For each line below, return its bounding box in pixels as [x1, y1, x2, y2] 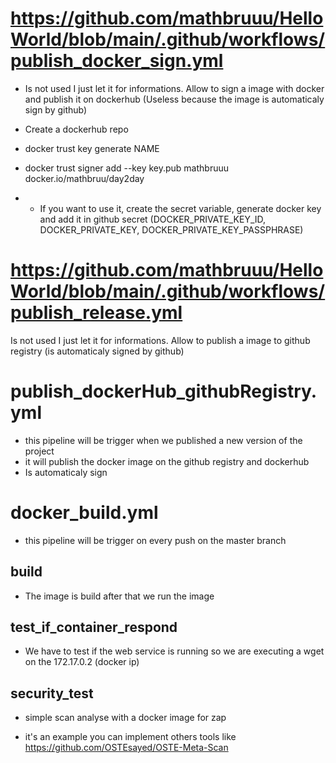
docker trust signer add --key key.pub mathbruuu [24, 162, 229, 174]
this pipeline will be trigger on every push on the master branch [24, 534, 287, 546]
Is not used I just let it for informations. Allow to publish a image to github [10, 334, 311, 346]
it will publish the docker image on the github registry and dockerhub [24, 455, 310, 467]
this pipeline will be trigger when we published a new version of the [24, 434, 303, 446]
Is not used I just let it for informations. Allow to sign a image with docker [24, 82, 325, 94]
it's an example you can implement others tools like [24, 731, 237, 743]
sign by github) [24, 103, 88, 116]
